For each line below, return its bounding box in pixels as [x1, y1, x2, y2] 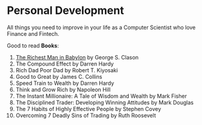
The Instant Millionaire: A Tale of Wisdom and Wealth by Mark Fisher [15, 92, 187, 100]
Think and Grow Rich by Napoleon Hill [15, 86, 111, 93]
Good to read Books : [7, 42, 59, 49]
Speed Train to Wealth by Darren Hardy [15, 79, 115, 87]
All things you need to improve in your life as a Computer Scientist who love [7, 24, 196, 31]
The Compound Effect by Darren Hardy [15, 60, 114, 67]
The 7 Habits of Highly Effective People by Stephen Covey [15, 105, 161, 112]
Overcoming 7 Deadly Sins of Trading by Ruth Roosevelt [15, 112, 157, 119]
